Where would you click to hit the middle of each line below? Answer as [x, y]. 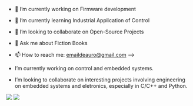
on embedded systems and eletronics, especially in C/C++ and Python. [101, 86]
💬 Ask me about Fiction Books [51, 43]
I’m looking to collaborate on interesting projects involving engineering [100, 80]
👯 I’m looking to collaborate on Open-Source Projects [79, 32]
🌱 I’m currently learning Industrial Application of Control [82, 20]
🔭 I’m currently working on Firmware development [75, 9]
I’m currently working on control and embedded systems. [84, 68]
